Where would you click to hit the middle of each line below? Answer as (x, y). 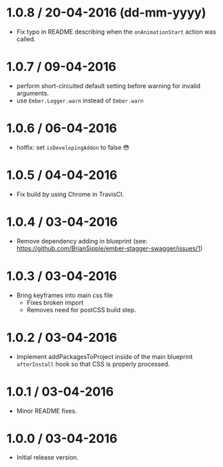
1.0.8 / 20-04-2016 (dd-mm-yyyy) (106, 13)
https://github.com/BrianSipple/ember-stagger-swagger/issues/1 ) (109, 248)
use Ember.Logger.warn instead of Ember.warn (80, 100)
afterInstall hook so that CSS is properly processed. (93, 364)
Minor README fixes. (46, 411)
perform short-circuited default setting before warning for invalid (108, 86)
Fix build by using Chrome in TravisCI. (70, 194)
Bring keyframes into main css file (64, 295)
